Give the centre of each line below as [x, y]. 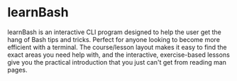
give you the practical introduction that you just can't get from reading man [117, 62]
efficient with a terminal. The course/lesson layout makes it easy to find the [117, 47]
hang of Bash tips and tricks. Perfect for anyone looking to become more [114, 39]
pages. [17, 70]
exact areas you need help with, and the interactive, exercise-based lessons [119, 55]
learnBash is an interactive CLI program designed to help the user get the [114, 32]
